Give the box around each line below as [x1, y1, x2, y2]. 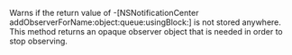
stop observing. [9, 35, 68, 46]
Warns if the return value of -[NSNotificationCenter [9, 8, 199, 18]
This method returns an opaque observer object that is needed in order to [9, 27, 283, 36]
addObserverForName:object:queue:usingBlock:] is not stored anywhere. [9, 17, 282, 27]
